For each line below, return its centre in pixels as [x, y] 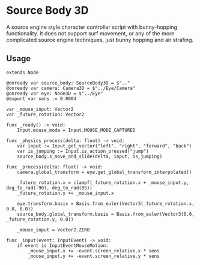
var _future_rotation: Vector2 [45, 115]
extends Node [23, 73]
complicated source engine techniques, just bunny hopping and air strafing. [100, 40]
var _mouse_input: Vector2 [40, 109]
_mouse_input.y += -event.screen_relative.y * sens [94, 256]
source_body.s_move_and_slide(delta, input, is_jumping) [90, 156]
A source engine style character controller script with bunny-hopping [92, 27]
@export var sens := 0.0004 [41, 99]
